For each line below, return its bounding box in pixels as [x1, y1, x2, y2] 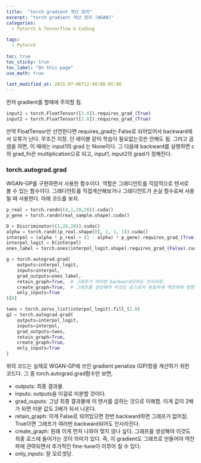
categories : [6, 20, 36, 26]
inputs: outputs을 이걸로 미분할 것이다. [14, 390, 106, 398]
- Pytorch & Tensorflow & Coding [11, 25, 95, 32]
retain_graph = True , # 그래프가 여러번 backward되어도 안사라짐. [17, 278, 166, 285]
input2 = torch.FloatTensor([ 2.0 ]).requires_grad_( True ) [6, 116, 151, 122]
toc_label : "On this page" [6, 64, 74, 71]
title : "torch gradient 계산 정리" [6, 8, 93, 15]
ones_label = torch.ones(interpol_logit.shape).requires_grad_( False [6, 245, 184, 252]
